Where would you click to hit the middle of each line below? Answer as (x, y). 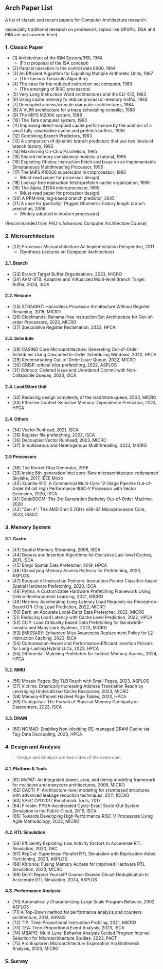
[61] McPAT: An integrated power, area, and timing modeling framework (84, 780)
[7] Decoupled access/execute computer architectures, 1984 (73, 105)
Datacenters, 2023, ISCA (37, 707)
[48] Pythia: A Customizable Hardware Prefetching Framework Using (81, 591)
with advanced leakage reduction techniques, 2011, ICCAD (71, 795)
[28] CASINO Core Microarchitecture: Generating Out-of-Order (75, 349)
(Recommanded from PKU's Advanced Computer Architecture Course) (76, 223)
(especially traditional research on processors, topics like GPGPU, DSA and (80, 29)
